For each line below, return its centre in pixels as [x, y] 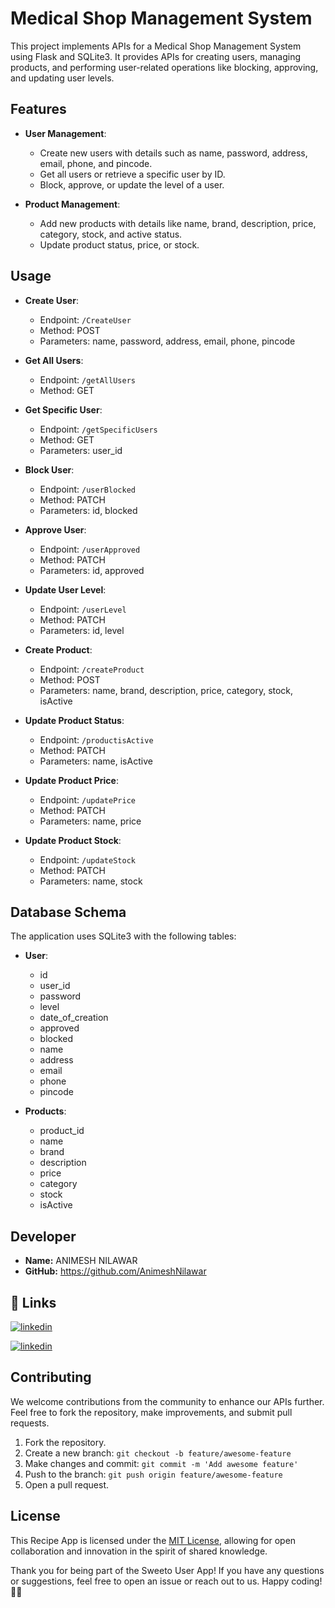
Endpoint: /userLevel [83, 609]
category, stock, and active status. [111, 234]
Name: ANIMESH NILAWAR [81, 1261]
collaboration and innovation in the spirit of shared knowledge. [139, 1551]
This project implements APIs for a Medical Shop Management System [156, 46]
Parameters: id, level [82, 630]
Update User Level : [65, 589]
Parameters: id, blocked [88, 510]
